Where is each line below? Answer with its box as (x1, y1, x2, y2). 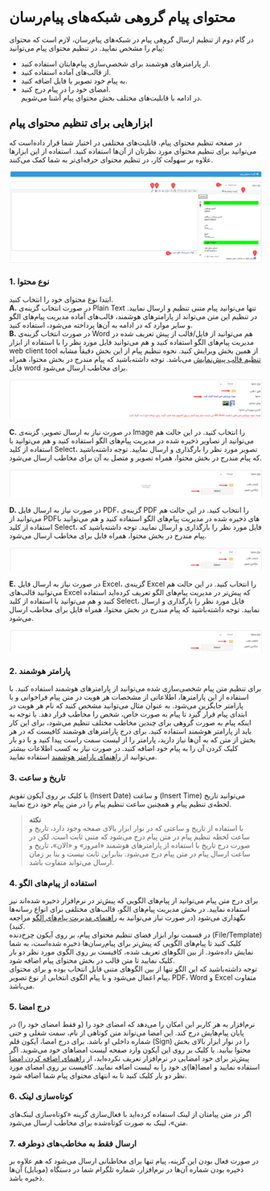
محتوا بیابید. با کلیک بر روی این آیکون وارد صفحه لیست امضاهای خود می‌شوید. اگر (9, 1045, 252, 1055)
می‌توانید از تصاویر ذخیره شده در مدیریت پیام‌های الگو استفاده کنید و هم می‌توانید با (9, 436, 255, 446)
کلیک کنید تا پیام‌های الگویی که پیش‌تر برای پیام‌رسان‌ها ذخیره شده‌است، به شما (9, 938, 242, 948)
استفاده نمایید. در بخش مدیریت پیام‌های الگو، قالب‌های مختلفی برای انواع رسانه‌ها (9, 905, 250, 914)
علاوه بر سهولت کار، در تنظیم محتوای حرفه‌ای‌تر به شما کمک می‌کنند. (9, 154, 214, 164)
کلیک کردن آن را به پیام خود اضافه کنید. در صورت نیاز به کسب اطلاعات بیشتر (9, 744, 239, 754)
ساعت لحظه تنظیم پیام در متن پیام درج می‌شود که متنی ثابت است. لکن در (28, 832, 250, 841)
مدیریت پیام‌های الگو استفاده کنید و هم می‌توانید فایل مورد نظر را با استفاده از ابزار (9, 337, 254, 347)
